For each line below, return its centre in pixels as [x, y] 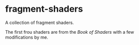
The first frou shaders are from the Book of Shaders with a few [70, 32]
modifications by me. [27, 37]
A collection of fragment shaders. [40, 22]
